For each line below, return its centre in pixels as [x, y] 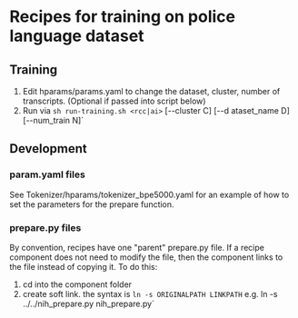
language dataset [77, 36]
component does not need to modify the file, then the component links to [146, 257]
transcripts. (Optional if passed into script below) [114, 101]
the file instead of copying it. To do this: [84, 266]
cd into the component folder [77, 284]
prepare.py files [45, 227]
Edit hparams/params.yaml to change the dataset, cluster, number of [151, 91]
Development [49, 149]
